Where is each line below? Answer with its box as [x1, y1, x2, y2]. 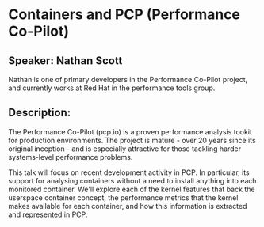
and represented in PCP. [8, 210, 88, 219]
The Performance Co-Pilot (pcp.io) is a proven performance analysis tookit [8, 127, 252, 136]
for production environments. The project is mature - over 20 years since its [8, 135, 256, 145]
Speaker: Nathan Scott [8, 54, 123, 67]
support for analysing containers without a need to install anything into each [8, 176, 257, 185]
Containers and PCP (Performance [8, 6, 240, 24]
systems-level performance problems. [8, 152, 133, 161]
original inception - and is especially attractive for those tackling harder [8, 144, 242, 153]
